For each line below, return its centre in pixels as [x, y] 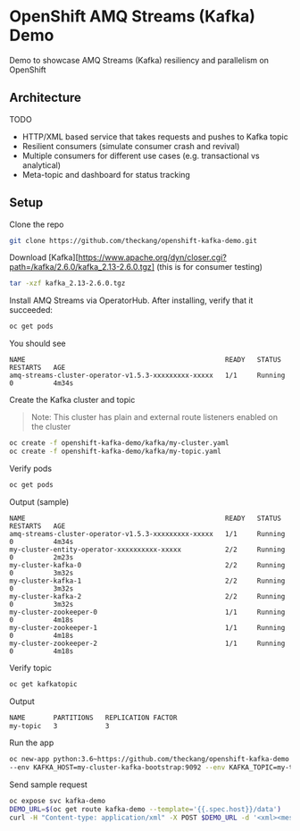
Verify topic [30, 667]
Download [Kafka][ [44, 257]
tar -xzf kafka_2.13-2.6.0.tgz [67, 283]
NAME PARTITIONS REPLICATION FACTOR [93, 718]
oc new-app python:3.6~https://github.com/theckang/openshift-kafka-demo [150, 760]
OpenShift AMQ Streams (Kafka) [133, 17]
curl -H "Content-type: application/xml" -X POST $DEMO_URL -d [129, 818]
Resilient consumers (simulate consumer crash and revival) [131, 146]
